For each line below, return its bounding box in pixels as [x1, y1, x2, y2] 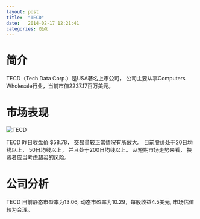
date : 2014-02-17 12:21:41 [6, 20, 80, 26]
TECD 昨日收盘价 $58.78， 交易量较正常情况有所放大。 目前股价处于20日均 [6, 139, 193, 146]
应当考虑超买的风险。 [16, 154, 70, 161]
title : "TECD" [6, 15, 45, 21]
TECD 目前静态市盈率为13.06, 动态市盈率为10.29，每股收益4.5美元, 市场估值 [6, 198, 195, 206]
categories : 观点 [6, 25, 48, 32]
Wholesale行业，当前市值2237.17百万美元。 [6, 82, 114, 90]
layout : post [6, 8, 39, 15]
